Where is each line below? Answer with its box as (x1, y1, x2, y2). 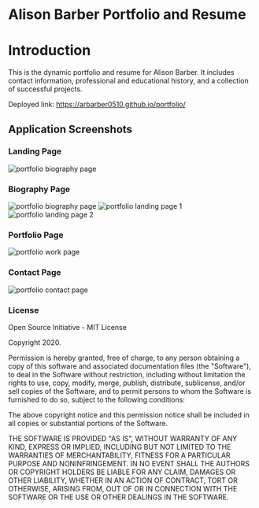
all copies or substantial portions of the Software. (8, 419, 168, 428)
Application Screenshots (8, 122, 132, 135)
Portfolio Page (8, 230, 64, 241)
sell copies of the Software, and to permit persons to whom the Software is (8, 387, 252, 395)
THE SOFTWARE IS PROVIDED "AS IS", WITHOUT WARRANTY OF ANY (8, 434, 238, 443)
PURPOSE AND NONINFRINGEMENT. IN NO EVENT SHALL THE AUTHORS (8, 459, 250, 468)
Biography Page (8, 184, 71, 195)
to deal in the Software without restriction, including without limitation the (8, 370, 246, 379)
